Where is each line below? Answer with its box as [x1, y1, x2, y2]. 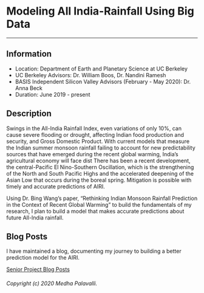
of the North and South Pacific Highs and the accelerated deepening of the [6, 170, 194, 177]
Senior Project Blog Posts [6, 266, 70, 273]
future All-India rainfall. [6, 214, 64, 221]
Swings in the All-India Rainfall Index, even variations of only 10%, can [6, 125, 182, 132]
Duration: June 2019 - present [15, 91, 90, 98]
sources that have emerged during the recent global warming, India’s [6, 150, 178, 157]
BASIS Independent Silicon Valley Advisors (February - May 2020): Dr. [15, 78, 191, 85]
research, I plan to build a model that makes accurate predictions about [6, 207, 185, 215]
